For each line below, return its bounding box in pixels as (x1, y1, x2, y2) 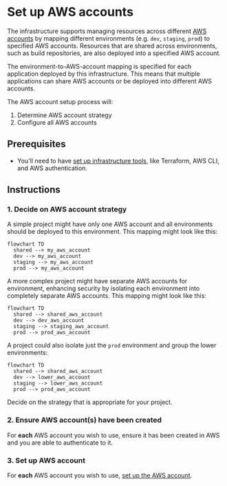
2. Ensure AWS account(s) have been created (7, 415, 162, 425)
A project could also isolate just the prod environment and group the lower (7, 341, 217, 350)
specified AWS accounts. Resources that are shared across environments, (7, 41, 217, 50)
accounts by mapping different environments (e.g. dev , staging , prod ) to (7, 34, 210, 42)
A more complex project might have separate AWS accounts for (7, 277, 188, 285)
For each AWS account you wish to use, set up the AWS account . (7, 472, 193, 480)
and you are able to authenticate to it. (7, 438, 113, 447)
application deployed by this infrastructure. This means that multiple (7, 70, 201, 78)
